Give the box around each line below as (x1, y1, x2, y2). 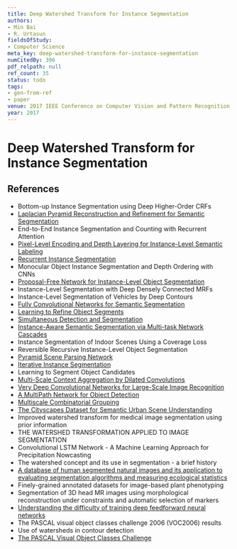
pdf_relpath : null (7, 63, 62, 70)
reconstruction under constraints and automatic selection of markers (17, 496, 219, 504)
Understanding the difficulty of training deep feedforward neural (17, 503, 206, 511)
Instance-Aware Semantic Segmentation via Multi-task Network (17, 322, 204, 331)
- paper (7, 96, 31, 104)
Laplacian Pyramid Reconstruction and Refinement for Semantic (17, 209, 205, 218)
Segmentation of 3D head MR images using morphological (17, 488, 189, 497)
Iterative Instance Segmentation (17, 360, 111, 369)
